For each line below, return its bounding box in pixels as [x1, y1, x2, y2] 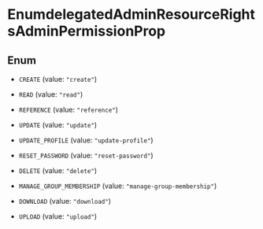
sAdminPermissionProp [7, 22, 166, 40]
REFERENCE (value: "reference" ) [18, 105, 119, 114]
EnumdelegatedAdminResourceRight [7, 6, 256, 24]
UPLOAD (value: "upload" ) [18, 212, 98, 221]
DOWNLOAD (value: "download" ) [18, 197, 112, 205]
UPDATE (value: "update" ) [18, 120, 98, 129]
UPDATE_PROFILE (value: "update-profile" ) [18, 135, 154, 145]
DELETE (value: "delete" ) [18, 166, 98, 175]
